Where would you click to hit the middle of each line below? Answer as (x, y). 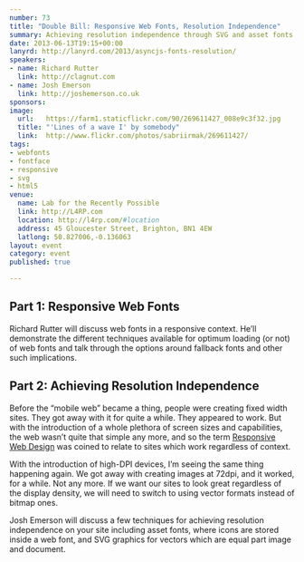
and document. (38, 548)
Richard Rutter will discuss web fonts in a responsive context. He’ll (133, 328)
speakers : (28, 60)
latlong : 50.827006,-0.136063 (74, 237)
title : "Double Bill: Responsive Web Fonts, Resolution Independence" (145, 26)
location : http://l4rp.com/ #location (89, 220)
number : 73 (30, 18)
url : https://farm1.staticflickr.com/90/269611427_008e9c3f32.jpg (149, 119)
